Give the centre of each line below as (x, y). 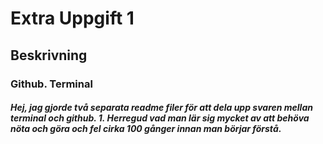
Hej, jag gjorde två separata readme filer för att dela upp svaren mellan (161, 108)
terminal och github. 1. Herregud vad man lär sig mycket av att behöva (160, 118)
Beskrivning (49, 55)
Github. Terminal (51, 84)
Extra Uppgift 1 (72, 18)
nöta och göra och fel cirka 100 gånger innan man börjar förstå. (146, 129)
